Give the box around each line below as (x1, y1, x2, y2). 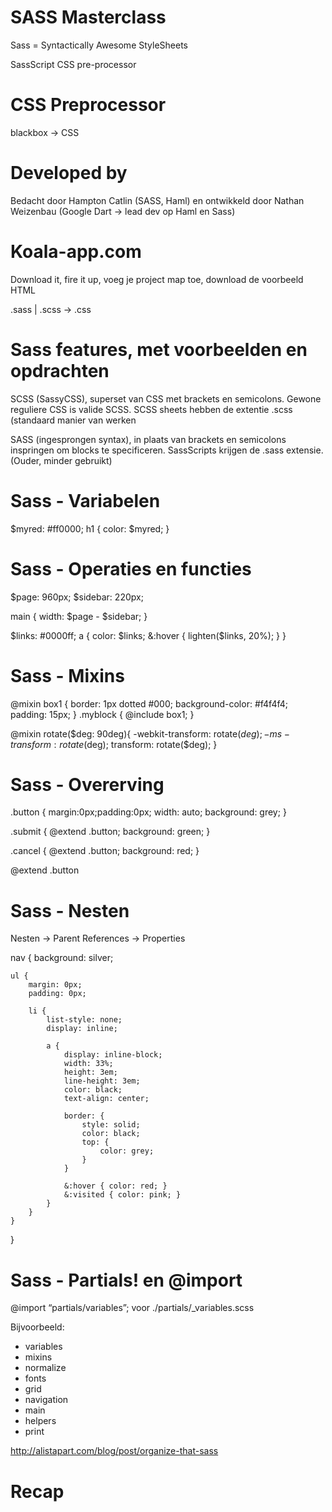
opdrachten (10, 359, 110, 382)
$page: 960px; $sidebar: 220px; (10, 591, 144, 603)
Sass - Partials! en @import (10, 1269, 243, 1291)
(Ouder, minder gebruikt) (10, 454, 113, 466)
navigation (24, 1394, 69, 1406)
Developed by (10, 162, 128, 185)
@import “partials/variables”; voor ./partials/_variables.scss (10, 1302, 255, 1314)
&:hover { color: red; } (63, 1181, 168, 1191)
